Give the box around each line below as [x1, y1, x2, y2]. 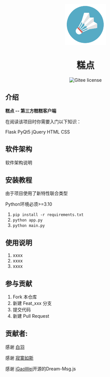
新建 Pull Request [12, 313, 49, 319]
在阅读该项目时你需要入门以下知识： [5, 118, 81, 124]
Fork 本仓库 [12, 294, 37, 300]
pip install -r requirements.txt [12, 212, 84, 217]
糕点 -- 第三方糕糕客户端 [5, 107, 57, 114]
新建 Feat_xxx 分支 [12, 300, 52, 306]
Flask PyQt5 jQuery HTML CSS [5, 128, 70, 135]
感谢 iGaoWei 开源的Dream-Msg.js [5, 365, 76, 372]
